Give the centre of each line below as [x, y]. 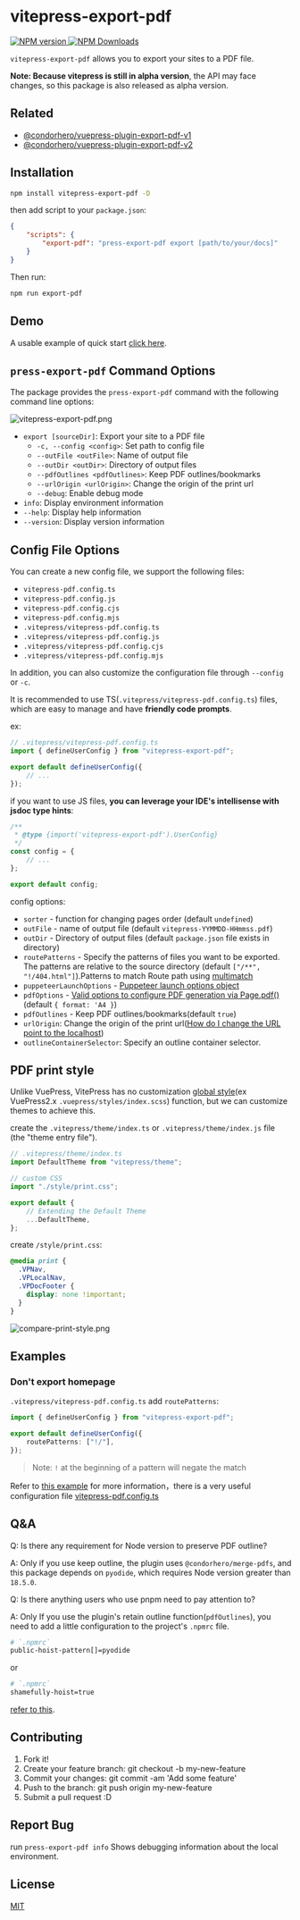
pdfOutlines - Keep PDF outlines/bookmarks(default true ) [130, 1014]
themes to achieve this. [53, 1111]
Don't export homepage [63, 1381]
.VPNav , [33, 1270]
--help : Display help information [82, 512]
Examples [38, 1356]
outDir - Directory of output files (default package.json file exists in [146, 938]
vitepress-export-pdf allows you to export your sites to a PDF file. [132, 58]
